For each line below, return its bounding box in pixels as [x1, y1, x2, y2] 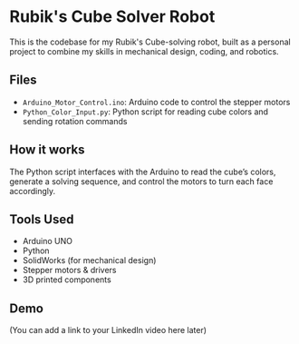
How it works [9, 143, 85, 158]
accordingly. [9, 185, 56, 196]
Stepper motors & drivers [22, 265, 117, 276]
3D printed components [22, 274, 111, 285]
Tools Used [9, 211, 74, 227]
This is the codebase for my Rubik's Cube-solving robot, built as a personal [9, 36, 292, 47]
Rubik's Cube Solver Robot [9, 6, 216, 27]
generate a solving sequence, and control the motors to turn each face [9, 175, 274, 187]
